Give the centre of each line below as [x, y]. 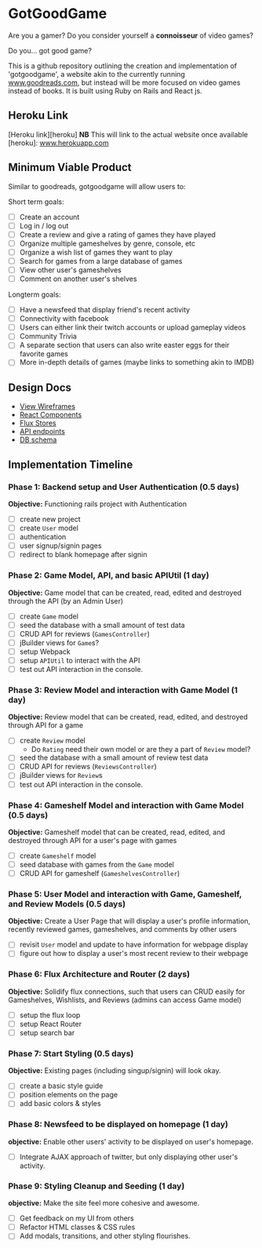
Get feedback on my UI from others [77, 1218]
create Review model [53, 741]
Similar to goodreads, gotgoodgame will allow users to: [97, 186]
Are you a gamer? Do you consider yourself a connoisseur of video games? [131, 35]
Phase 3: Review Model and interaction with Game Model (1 [123, 690]
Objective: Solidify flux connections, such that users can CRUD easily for [127, 991]
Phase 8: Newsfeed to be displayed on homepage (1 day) [118, 1125]
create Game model [49, 616]
